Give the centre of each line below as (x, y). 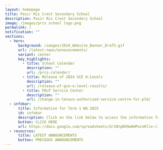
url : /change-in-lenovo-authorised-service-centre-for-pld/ (89, 100)
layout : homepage (23, 9)
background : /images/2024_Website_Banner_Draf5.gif (71, 45)
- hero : (17, 41)
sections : (15, 37)
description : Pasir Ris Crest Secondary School (54, 18)
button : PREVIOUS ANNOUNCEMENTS (50, 140)
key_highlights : (34, 59)
